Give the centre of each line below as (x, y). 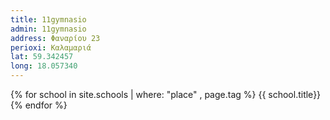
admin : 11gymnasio (48, 29)
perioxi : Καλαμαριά (51, 47)
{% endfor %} (39, 105)
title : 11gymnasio (48, 19)
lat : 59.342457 (42, 57)
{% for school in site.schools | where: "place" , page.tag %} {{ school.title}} (166, 94)
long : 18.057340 (44, 66)
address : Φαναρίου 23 (55, 38)
